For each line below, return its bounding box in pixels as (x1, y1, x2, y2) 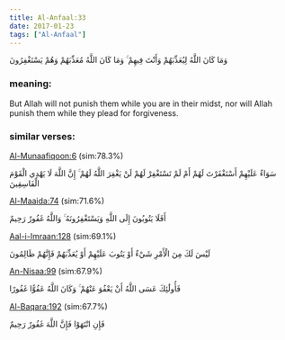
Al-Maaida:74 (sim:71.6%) (9, 195, 105, 206)
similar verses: (9, 130, 76, 142)
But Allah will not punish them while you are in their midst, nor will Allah (9, 98, 272, 109)
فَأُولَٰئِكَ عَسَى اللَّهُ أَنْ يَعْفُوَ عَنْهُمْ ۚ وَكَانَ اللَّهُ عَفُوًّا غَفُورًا (9, 282, 182, 293)
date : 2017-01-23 (9, 22, 75, 31)
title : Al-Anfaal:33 (9, 13, 87, 22)
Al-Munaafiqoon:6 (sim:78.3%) (9, 150, 124, 161)
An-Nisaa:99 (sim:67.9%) (9, 265, 103, 276)
